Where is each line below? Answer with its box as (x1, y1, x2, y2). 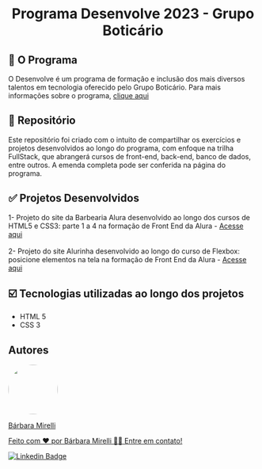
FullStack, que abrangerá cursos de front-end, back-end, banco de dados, (8, 151, 252, 161)
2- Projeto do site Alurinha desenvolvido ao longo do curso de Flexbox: (8, 246, 240, 256)
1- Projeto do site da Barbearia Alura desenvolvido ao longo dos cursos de (8, 212, 251, 222)
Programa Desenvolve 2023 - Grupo (11, 5, 255, 23)
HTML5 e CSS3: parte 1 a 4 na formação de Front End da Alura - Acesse (8, 221, 244, 231)
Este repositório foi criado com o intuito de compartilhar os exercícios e (8, 135, 241, 144)
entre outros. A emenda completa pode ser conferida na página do (8, 160, 226, 170)
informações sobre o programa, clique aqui (8, 91, 149, 100)
